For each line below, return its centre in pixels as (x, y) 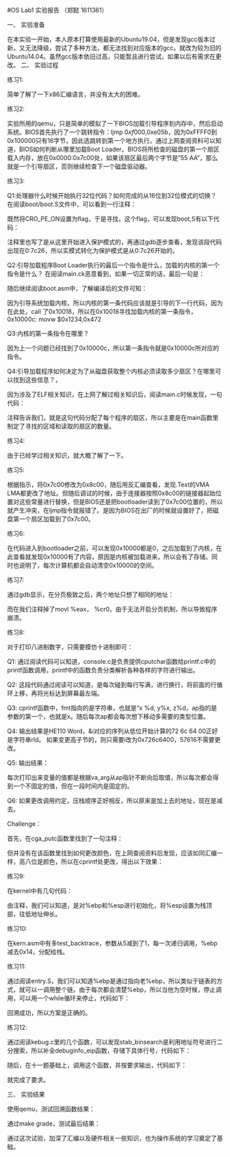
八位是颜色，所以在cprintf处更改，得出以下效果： (94, 862)
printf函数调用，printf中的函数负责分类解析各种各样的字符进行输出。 (103, 670)
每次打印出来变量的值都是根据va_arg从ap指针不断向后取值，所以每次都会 (110, 777)
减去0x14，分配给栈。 (38, 952)
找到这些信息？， (37, 380)
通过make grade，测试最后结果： (54, 1123)
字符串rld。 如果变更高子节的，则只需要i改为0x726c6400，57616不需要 (114, 740)
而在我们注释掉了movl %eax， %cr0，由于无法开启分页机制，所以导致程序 (112, 609)
